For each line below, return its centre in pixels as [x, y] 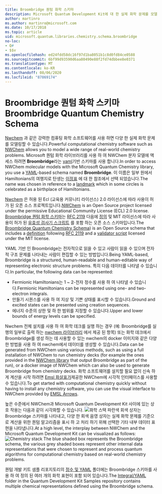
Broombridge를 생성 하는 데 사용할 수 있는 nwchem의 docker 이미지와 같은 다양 [81, 338]
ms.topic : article [23, 32]
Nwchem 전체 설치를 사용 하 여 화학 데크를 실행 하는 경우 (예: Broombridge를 [78, 326]
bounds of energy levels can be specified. [54, 316]
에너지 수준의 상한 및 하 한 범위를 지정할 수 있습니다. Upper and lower [78, 310]
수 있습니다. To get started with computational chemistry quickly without [76, 383]
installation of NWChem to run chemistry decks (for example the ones [74, 355]
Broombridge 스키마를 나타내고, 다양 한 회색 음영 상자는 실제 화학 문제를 [73, 416]
